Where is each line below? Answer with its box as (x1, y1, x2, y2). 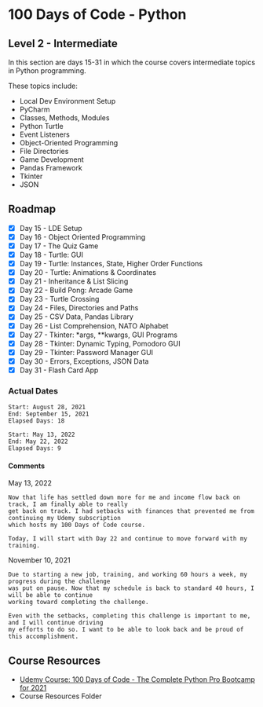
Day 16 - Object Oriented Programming (19, 232, 146, 241)
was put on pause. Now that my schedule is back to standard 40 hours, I (8, 584, 255, 592)
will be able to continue (8, 592, 93, 599)
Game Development (19, 155, 84, 164)
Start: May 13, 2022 (8, 430, 76, 439)
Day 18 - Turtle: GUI (19, 250, 84, 259)
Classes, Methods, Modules (19, 113, 110, 123)
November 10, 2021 (8, 555, 71, 565)
